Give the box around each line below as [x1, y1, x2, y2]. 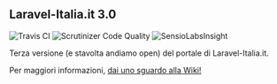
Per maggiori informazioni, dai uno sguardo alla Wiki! [9, 65, 202, 75]
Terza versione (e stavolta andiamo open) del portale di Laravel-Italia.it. [9, 48, 270, 58]
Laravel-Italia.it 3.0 [9, 7, 117, 22]
